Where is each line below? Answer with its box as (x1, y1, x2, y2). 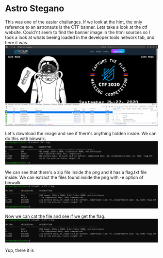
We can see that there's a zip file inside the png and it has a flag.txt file (5, 169, 147, 175)
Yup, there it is (5, 247, 34, 253)
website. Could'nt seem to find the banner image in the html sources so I (5, 29, 150, 35)
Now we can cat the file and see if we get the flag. (5, 213, 106, 219)
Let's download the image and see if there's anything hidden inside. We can (5, 131, 157, 137)
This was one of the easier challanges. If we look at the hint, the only (5, 19, 143, 25)
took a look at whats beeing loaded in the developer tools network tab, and (5, 34, 155, 40)
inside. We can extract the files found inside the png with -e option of (5, 174, 144, 180)
